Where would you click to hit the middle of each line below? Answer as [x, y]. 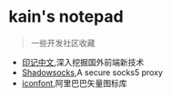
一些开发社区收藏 [63, 43]
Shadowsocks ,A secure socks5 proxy [92, 72]
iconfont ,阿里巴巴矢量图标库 [74, 82]
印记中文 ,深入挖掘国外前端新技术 [83, 62]
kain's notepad [66, 17]
